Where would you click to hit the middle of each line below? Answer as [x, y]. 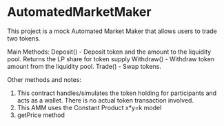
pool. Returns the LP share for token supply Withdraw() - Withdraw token [111, 59]
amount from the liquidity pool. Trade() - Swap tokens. [84, 66]
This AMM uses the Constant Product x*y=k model [89, 107]
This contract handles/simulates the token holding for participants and [117, 93]
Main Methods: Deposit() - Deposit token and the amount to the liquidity [109, 52]
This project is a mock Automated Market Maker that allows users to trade [112, 31]
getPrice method [41, 115]
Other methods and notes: [44, 79]
